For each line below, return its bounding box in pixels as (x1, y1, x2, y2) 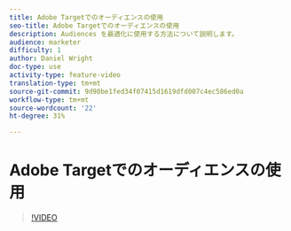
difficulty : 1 (9, 46, 62, 55)
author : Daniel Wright (9, 54, 93, 63)
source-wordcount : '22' (9, 104, 98, 112)
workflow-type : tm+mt (9, 95, 90, 104)
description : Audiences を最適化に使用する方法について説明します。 (9, 29, 239, 38)
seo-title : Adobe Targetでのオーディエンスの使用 (9, 21, 180, 30)
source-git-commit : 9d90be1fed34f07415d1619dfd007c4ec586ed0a (9, 87, 244, 96)
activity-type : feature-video (9, 71, 122, 80)
